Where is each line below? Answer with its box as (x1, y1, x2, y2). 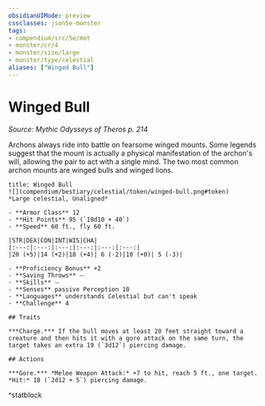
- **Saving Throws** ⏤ (8, 271, 85, 279)
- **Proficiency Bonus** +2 (8, 264, 102, 272)
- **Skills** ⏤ (8, 278, 60, 286)
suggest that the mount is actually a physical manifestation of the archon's (8, 148, 253, 158)
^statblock (8, 390, 42, 400)
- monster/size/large (8, 49, 80, 57)
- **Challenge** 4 (8, 299, 69, 307)
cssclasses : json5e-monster (8, 19, 102, 27)
